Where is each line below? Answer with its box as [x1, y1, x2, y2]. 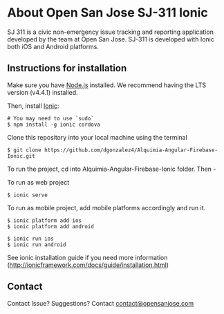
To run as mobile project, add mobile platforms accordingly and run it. [7, 203, 206, 212]
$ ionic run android [7, 241, 67, 248]
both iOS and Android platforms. [7, 42, 99, 50]
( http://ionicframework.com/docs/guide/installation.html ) [7, 261, 169, 269]
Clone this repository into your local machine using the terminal [7, 133, 188, 141]
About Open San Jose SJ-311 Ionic [7, 5, 209, 21]
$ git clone [7, 147, 41, 154]
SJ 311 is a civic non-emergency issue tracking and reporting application [7, 28, 214, 36]
